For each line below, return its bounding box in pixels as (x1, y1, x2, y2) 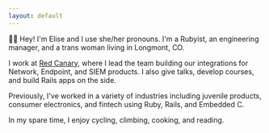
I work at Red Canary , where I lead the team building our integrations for (8, 58, 249, 68)
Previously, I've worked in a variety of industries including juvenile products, (8, 90, 262, 101)
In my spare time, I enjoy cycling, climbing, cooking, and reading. (8, 114, 225, 125)
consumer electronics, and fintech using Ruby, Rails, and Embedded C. (8, 99, 245, 109)
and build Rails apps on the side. (8, 75, 117, 85)
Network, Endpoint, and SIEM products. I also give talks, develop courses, (8, 66, 254, 77)
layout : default (8, 11, 63, 20)
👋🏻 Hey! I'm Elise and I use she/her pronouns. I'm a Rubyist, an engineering (8, 34, 259, 44)
